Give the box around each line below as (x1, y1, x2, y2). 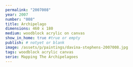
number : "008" (5, 17, 36, 22)
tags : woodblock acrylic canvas (5, 49, 74, 54)
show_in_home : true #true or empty (5, 36, 81, 41)
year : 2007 (5, 12, 28, 17)
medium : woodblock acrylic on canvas (5, 31, 85, 36)
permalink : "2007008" (5, 7, 51, 13)
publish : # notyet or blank (5, 40, 65, 45)
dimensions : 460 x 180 (5, 26, 53, 31)
